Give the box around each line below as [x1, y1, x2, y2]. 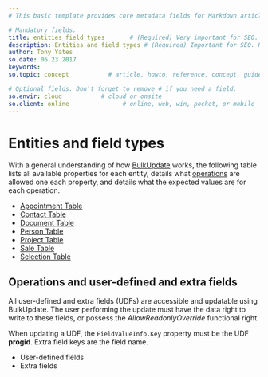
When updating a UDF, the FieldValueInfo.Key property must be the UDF [8, 328, 250, 339]
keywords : [8, 63, 41, 72]
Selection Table [19, 252, 72, 261]
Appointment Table [19, 201, 83, 211]
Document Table [19, 218, 74, 228]
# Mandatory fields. [8, 26, 77, 34]
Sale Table [19, 244, 55, 253]
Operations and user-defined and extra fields [8, 275, 238, 289]
